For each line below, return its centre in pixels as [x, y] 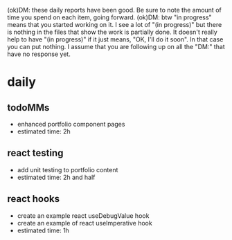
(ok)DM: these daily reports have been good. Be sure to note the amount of [114, 10]
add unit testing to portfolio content [68, 169]
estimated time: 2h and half [56, 177]
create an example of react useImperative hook [84, 223]
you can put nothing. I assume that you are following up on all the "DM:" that [116, 47]
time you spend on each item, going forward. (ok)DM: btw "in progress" [110, 17]
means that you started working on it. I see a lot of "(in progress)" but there [115, 25]
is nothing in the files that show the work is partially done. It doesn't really [113, 32]
